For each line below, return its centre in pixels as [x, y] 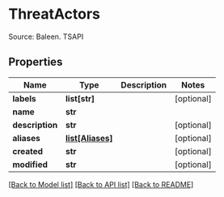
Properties [36, 62]
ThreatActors [55, 14]
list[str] [80, 98]
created [27, 151]
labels [24, 98]
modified [30, 165]
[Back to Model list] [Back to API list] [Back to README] [101, 184]
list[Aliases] [89, 138]
